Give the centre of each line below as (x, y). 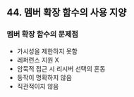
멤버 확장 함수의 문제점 (43, 34)
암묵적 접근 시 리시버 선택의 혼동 (61, 68)
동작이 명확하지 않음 (44, 77)
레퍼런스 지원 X (38, 60)
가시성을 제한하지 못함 (47, 51)
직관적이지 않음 (38, 86)
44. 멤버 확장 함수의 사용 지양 (67, 13)
